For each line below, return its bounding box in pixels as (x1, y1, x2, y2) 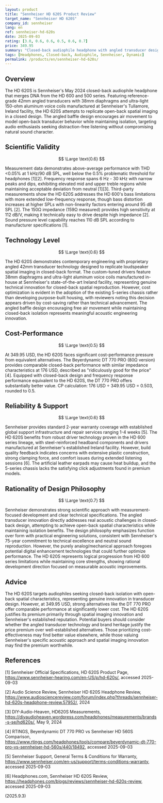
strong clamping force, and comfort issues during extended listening (5, 455, 142, 461)
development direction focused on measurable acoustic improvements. (5, 564, 147, 570)
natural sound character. (5, 129, 54, 135)
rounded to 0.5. (5, 388, 36, 393)
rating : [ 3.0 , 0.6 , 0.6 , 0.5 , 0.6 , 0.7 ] (5, 39, 88, 44)
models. (5, 471, 21, 477)
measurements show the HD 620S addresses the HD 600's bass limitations (5, 191, 156, 197)
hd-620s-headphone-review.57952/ (5, 699, 77, 705)
